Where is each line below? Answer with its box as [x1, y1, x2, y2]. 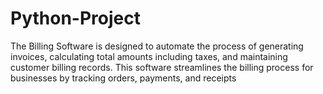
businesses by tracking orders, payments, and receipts [10, 72, 237, 84]
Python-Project [10, 7, 141, 30]
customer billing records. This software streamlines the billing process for [10, 61, 314, 73]
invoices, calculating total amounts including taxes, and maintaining [10, 50, 288, 62]
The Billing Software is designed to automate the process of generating [10, 40, 304, 52]
